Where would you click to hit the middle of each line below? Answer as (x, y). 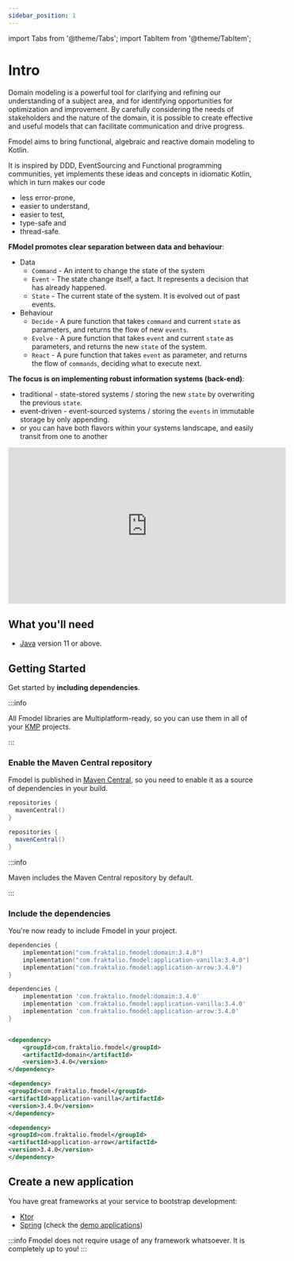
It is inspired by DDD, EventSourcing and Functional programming (115, 165)
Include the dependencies (59, 913)
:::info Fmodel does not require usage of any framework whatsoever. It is (127, 1240)
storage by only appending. (65, 419)
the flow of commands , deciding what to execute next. (116, 363)
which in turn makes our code (57, 182)
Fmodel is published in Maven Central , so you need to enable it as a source (131, 780)
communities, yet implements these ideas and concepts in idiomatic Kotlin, (130, 174)
